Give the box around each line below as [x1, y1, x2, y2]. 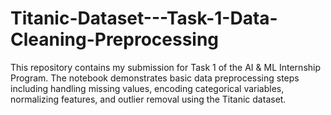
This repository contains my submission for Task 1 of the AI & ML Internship [10, 61, 322, 73]
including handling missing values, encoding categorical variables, [10, 82, 285, 94]
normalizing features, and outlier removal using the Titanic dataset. [10, 93, 287, 105]
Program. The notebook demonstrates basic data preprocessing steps [10, 72, 300, 84]
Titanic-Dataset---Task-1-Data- [10, 7, 278, 30]
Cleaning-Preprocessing [10, 28, 220, 51]
